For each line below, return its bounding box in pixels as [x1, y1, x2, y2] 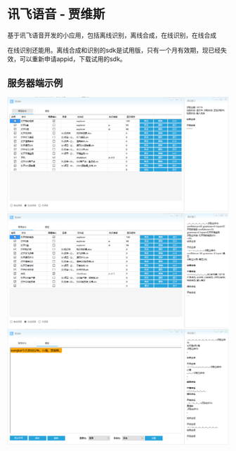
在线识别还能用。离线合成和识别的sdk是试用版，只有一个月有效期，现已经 [7, 46, 221, 54]
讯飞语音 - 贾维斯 [7, 6, 105, 22]
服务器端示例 [7, 77, 63, 89]
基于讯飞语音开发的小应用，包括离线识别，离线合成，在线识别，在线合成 [7, 31, 216, 39]
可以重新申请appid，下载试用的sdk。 [19, 54, 126, 63]
